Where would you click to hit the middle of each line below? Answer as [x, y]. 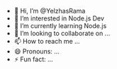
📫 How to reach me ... [47, 41]
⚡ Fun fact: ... [33, 59]
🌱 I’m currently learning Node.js [60, 26]
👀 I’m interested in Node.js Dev [59, 18]
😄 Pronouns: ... [37, 51]
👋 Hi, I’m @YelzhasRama [50, 11]
